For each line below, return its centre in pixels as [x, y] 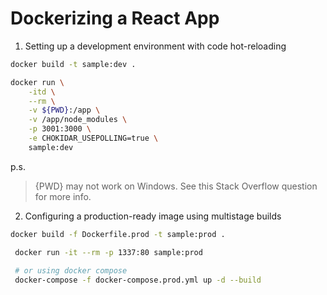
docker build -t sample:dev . [73, 64]
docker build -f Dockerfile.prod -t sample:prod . [118, 234]
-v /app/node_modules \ [78, 120]
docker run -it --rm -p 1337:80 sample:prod [108, 252]
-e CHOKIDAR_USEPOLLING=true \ [93, 138]
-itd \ [42, 92]
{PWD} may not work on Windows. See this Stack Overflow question [176, 186]
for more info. [63, 196]
